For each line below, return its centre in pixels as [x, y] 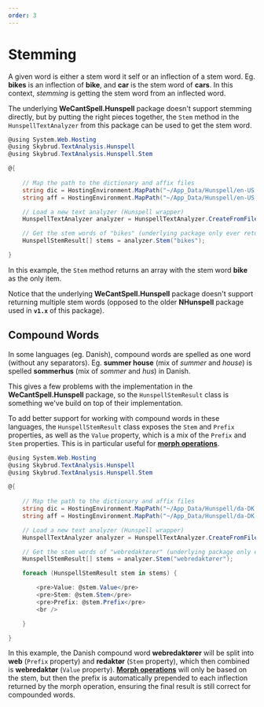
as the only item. [35, 278]
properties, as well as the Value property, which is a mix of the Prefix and [127, 435]
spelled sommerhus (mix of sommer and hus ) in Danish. [99, 370]
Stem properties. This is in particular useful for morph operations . [114, 443]
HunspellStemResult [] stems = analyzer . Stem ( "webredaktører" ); [128, 559]
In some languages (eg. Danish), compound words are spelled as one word [130, 354]
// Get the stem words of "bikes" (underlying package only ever [132, 233]
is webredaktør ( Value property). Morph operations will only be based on [128, 670]
